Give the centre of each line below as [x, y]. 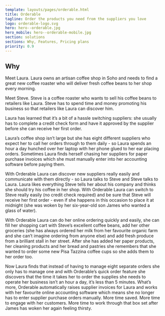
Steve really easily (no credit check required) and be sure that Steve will [78, 195]
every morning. [20, 89]
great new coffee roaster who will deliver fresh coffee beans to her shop [79, 83]
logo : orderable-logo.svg [32, 23]
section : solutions [25, 37]
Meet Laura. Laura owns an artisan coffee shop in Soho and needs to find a [82, 78]
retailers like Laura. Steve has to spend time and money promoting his [76, 104]
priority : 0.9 [20, 46]
